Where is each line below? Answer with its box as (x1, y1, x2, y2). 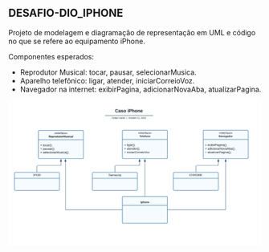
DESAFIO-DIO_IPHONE (8, 6, 124, 20)
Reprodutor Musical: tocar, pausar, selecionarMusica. (19, 67, 197, 77)
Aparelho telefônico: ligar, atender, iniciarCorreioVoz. (19, 75, 195, 85)
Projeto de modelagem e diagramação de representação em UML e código (8, 27, 256, 37)
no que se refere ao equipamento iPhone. (8, 36, 146, 46)
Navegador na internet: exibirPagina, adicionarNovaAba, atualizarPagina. (19, 84, 262, 94)
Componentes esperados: (8, 51, 95, 61)
